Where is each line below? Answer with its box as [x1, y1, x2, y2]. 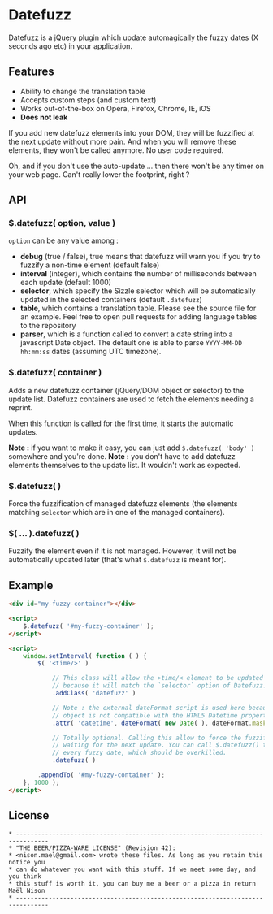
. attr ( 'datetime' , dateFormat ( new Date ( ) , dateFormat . [51, 719, 253, 727]
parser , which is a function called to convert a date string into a [19, 329, 233, 339]
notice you [8, 859, 45, 867]
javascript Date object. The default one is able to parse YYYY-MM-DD [19, 338, 242, 348]
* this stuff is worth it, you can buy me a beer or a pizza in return [8, 880, 256, 888]
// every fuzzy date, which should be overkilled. [51, 749, 227, 757]
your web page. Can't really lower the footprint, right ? [8, 169, 190, 180]
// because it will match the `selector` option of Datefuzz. [51, 682, 267, 690]
